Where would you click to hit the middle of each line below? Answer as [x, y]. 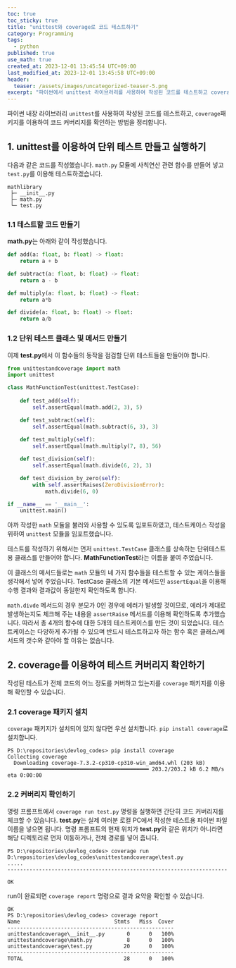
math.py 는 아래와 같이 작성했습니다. [57, 241]
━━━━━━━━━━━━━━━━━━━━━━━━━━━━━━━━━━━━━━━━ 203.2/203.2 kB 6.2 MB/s [124, 769]
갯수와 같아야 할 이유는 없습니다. [70, 641]
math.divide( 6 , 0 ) [72, 491]
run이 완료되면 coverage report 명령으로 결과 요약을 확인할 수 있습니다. [106, 895]
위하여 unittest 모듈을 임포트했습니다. [60, 534]
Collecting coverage [38, 757]
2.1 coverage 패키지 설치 [47, 712]
